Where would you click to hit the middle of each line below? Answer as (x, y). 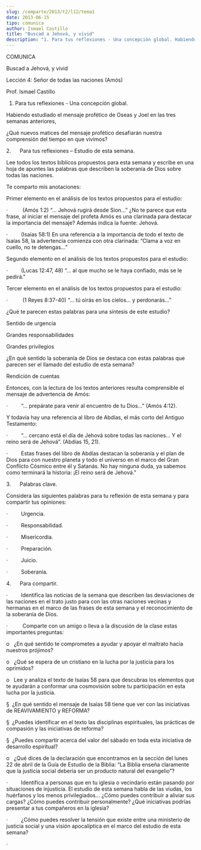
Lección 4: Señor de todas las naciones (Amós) (65, 80)
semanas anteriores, (31, 121)
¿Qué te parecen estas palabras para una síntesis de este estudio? (88, 312)
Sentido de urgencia (31, 323)
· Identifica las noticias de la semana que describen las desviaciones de (100, 595)
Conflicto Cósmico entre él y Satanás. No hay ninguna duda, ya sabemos (96, 466)
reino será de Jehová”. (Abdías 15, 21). (53, 442)
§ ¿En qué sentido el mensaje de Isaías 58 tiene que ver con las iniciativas (98, 704)
